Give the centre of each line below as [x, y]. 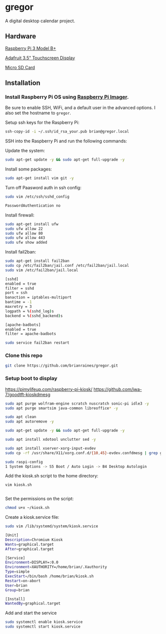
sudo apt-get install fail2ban [37, 261]
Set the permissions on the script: [40, 499]
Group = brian [17, 590]
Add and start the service [31, 613]
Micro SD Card [20, 67]
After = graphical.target [30, 549]
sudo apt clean [21, 417]
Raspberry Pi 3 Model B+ [31, 48]
